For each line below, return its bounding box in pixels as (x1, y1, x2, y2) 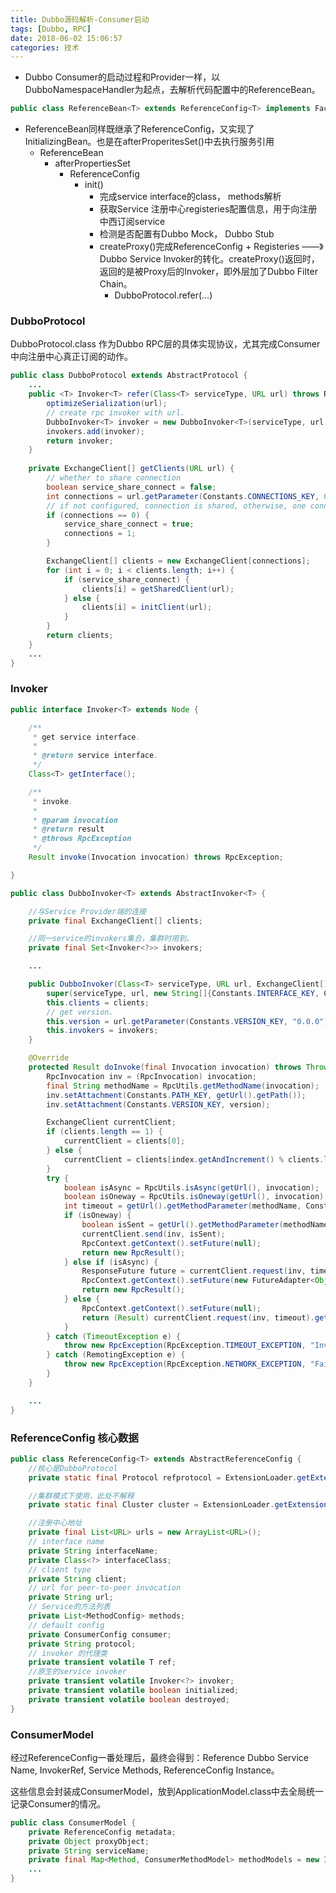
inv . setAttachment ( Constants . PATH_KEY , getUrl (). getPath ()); (46, 1090, 307, 1100)
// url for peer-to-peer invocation (28, 1583, 182, 1593)
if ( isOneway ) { (63, 1211, 132, 1221)
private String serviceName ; (28, 1846, 150, 1856)
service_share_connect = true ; (63, 519, 195, 530)
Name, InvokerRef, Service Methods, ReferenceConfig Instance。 (10, 1764, 280, 1776)
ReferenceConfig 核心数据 (10, 1431, 139, 1445)
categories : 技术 (10, 42, 80, 53)
